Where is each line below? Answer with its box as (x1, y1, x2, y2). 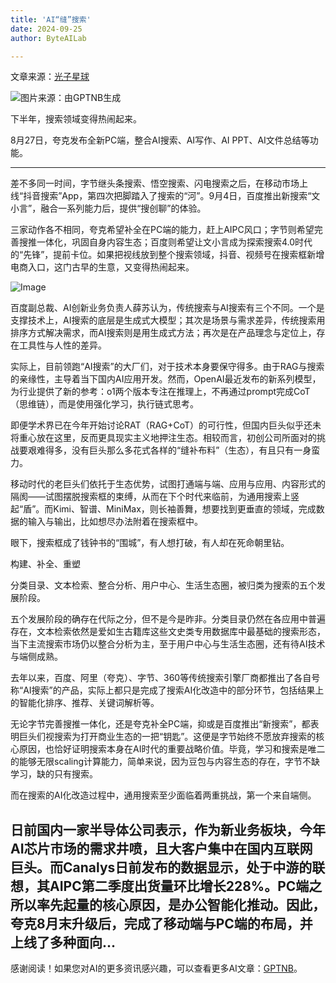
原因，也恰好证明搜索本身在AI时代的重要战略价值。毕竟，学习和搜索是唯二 (18, 743, 326, 755)
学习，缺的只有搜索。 (10, 768, 98, 780)
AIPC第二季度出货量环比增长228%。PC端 (49, 877, 310, 895)
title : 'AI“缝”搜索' (10, 14, 92, 25)
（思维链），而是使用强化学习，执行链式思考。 (10, 398, 199, 410)
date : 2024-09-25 (10, 24, 83, 34)
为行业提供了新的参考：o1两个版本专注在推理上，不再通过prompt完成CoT (10, 386, 311, 398)
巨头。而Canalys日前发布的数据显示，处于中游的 (10, 859, 313, 876)
